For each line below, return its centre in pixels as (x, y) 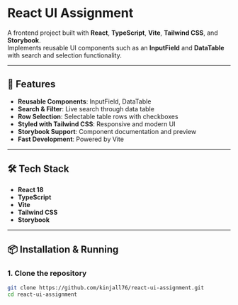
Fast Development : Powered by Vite (70, 139)
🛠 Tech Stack (38, 169)
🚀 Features (32, 84)
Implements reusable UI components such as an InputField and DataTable (116, 48)
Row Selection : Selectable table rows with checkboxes (98, 116)
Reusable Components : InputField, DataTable (84, 101)
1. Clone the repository (47, 273)
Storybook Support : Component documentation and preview (107, 131)
